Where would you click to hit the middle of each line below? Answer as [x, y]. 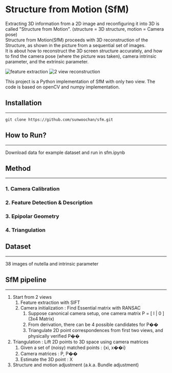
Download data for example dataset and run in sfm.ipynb [65, 152]
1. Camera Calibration [33, 189]
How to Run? [26, 135]
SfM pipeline [26, 280]
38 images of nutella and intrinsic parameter [52, 264]
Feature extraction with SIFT [50, 302]
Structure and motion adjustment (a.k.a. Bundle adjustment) [76, 365]
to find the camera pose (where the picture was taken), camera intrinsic [81, 56]
